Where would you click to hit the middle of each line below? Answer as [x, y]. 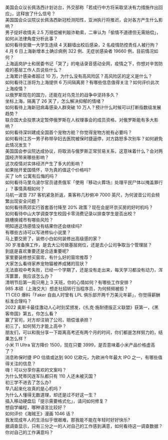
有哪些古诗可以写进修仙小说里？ [38, 232]
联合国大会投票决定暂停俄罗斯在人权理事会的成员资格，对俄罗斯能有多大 [79, 120]
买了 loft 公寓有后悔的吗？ [32, 176]
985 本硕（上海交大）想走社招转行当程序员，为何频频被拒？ [67, 288]
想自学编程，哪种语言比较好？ [36, 407]
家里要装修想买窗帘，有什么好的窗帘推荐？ [49, 257]
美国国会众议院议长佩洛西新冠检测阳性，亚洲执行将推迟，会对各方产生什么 [82, 20]
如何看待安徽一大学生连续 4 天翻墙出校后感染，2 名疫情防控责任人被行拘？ [82, 45]
